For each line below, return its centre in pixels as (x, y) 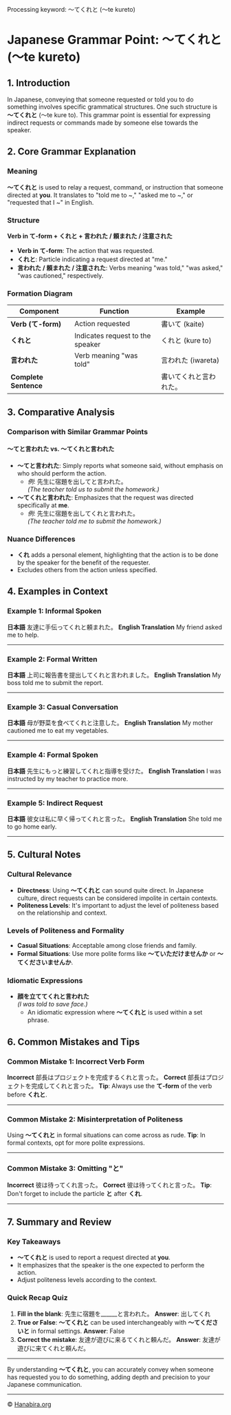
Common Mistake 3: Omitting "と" (65, 1168)
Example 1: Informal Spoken (54, 611)
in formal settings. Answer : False (78, 1331)
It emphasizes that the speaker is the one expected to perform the (111, 1265)
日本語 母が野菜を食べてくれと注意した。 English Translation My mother (110, 723)
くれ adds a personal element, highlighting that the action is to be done (118, 555)
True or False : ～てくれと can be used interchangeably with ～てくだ (114, 1322)
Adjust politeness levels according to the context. (87, 1280)
